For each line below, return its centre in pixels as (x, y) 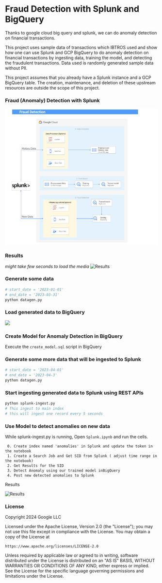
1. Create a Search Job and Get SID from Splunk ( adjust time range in (82, 456)
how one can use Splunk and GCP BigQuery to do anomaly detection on (77, 53)
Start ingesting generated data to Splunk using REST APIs (74, 393)
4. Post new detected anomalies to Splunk (51, 475)
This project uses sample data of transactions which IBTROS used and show (81, 47)
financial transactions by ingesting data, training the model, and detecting (79, 57)
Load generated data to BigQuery (45, 312)
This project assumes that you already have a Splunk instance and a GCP (78, 77)
